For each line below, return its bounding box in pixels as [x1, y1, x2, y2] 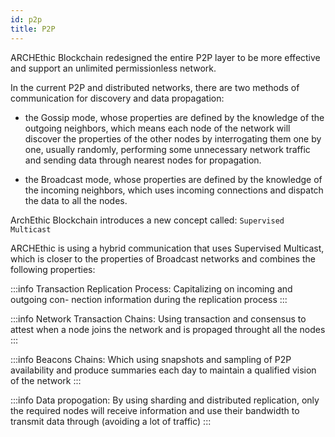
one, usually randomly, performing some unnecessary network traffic [24, 143, 311, 155]
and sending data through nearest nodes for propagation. [24, 154, 262, 166]
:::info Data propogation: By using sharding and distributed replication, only [10, 394, 320, 406]
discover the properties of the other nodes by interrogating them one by [24, 132, 322, 145]
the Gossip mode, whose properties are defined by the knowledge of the [24, 111, 325, 123]
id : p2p [10, 14, 43, 25]
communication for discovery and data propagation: [10, 92, 225, 104]
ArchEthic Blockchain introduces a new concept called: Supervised [10, 214, 285, 226]
